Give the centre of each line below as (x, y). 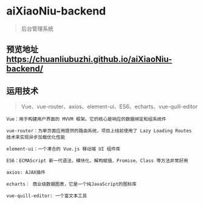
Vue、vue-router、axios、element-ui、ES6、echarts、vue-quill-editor (109, 106)
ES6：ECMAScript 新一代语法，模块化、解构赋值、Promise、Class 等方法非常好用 (97, 161)
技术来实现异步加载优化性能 (36, 137)
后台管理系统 (37, 28)
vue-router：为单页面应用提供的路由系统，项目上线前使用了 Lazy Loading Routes (99, 131)
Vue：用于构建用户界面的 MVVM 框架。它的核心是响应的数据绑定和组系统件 (87, 119)
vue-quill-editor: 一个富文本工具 (47, 196)
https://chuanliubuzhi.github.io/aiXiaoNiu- (89, 60)
